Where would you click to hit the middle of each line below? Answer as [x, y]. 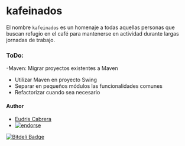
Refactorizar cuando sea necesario [57, 93]
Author [15, 106]
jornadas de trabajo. [30, 40]
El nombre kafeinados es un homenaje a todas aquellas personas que [91, 27]
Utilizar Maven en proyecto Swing [56, 80]
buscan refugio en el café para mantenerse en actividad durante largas [92, 33]
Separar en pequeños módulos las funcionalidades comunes [88, 86]
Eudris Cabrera [33, 119]
